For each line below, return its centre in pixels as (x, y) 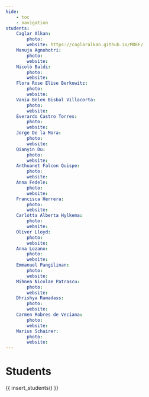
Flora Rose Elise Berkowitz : (52, 84)
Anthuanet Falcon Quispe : (48, 166)
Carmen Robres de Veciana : (49, 315)
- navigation (32, 23)
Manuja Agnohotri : (39, 50)
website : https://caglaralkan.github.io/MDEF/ (85, 45)
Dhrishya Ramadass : (40, 298)
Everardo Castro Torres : (47, 116)
